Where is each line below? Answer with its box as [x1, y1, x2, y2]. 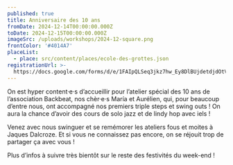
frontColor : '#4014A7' [7, 42, 73, 49]
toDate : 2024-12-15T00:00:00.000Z [7, 29, 107, 37]
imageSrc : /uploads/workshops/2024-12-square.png [7, 36, 154, 43]
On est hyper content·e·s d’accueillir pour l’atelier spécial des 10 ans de [7, 87, 210, 96]
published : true [7, 10, 54, 17]
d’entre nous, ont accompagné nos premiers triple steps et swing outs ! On [7, 102, 221, 110]
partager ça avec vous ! [7, 137, 75, 146]
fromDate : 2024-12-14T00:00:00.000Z [7, 23, 113, 30]
